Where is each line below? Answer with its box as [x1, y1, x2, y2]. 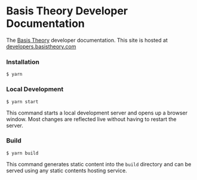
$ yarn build [6, 150, 39, 156]
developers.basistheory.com [6, 43, 76, 50]
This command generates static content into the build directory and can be [6, 160, 192, 167]
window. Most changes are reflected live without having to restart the [6, 115, 177, 123]
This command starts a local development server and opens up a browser [6, 109, 188, 116]
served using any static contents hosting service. [6, 167, 127, 174]
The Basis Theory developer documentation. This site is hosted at [6, 36, 168, 44]
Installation [6, 58, 40, 66]
